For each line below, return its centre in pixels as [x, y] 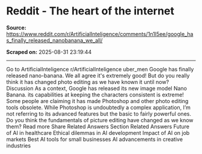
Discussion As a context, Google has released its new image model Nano [97, 88]
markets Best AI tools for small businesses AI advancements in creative [95, 139]
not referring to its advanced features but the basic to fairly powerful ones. [99, 114]
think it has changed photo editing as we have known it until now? [88, 81]
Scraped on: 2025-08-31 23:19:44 [49, 52]
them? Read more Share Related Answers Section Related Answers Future [98, 126]
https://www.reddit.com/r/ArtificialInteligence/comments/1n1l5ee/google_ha [100, 34]
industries [19, 146]
